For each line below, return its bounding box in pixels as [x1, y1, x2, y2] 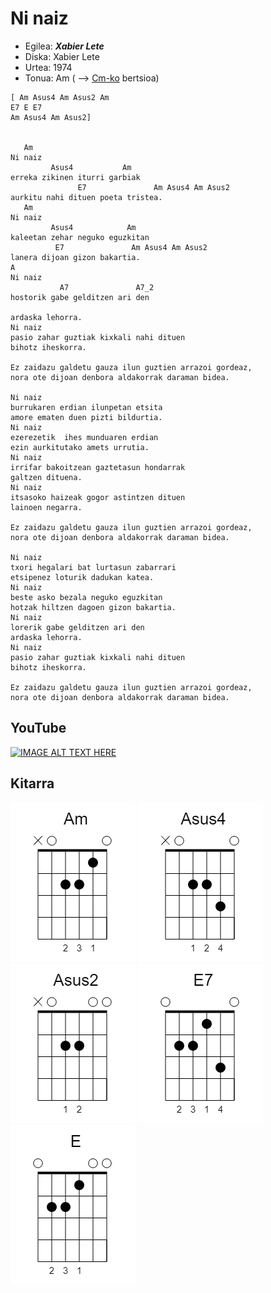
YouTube [10, 720, 67, 737]
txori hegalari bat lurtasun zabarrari [10, 562, 177, 572]
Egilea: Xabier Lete [24, 40, 105, 52]
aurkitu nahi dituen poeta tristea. [10, 192, 163, 202]
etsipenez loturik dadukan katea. [10, 572, 155, 582]
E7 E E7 [10, 102, 43, 112]
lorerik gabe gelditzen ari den [10, 622, 145, 632]
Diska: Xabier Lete [24, 50, 100, 62]
